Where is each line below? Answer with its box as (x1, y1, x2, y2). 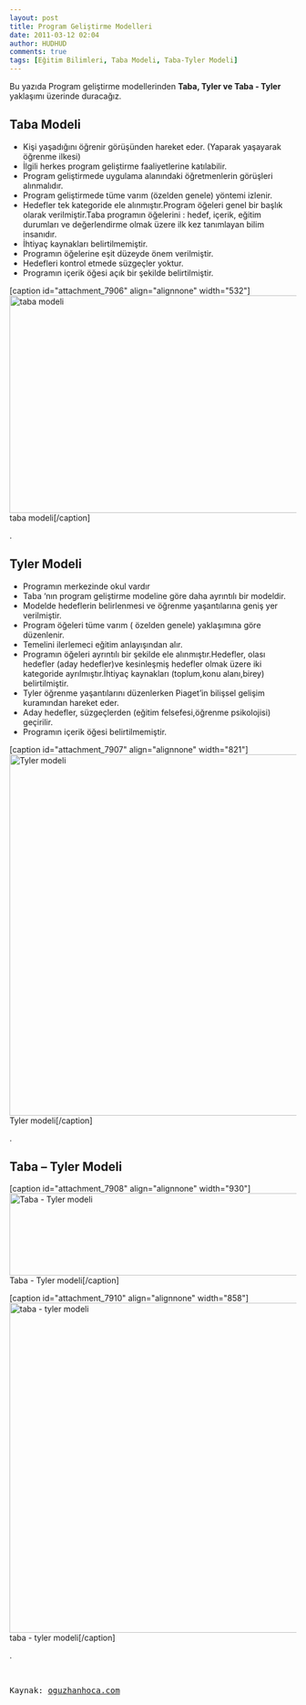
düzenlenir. (22, 629, 66, 640)
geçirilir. (22, 716, 53, 727)
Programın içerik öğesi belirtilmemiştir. (22, 726, 167, 737)
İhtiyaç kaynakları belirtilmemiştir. (22, 238, 148, 249)
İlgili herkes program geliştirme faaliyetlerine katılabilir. (22, 161, 228, 172)
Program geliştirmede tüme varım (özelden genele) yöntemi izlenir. (22, 189, 273, 201)
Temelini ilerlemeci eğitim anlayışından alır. (22, 638, 183, 649)
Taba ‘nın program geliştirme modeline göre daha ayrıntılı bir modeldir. (22, 590, 287, 601)
